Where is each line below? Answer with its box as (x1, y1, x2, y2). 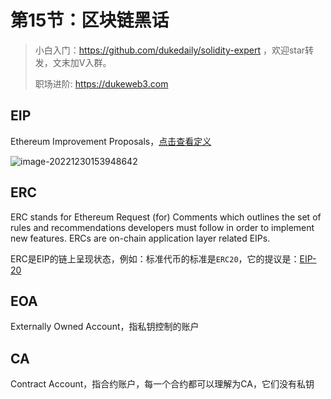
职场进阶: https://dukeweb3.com (34, 77, 169, 90)
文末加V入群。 (52, 56, 112, 68)
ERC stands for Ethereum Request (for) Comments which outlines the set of (10, 211, 322, 223)
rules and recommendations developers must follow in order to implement (10, 221, 315, 233)
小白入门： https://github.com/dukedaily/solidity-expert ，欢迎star (34, 44, 306, 56)
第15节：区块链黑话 (10, 9, 170, 32)
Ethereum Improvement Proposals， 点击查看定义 (10, 135, 212, 147)
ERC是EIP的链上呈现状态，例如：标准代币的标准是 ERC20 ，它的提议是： (10, 252, 300, 265)
